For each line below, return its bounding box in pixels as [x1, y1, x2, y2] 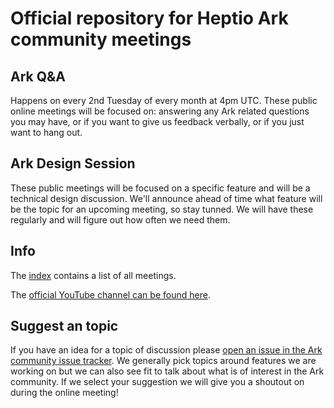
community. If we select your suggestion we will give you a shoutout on [10, 376, 305, 388]
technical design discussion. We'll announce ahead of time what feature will [10, 192, 323, 204]
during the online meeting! [10, 387, 119, 399]
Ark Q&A [10, 68, 66, 85]
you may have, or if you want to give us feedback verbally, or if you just [10, 116, 305, 127]
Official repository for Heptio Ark [10, 7, 289, 30]
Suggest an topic [10, 318, 119, 335]
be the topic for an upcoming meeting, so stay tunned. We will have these [10, 203, 314, 215]
